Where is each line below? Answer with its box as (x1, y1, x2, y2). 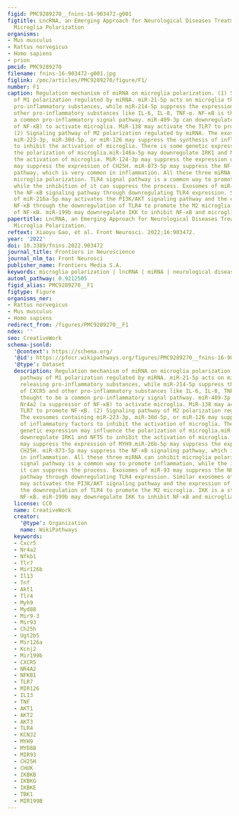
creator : (14, 513, 40, 520)
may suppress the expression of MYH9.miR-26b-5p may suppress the (20, 440, 221, 447)
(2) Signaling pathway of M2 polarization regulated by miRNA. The (14, 129, 218, 137)
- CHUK (14, 764, 33, 772)
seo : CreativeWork (7, 334, 62, 341)
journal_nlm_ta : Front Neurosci (7, 255, 103, 263)
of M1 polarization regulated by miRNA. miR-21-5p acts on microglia (14, 97, 224, 104)
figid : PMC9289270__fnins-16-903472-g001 (7, 10, 132, 18)
